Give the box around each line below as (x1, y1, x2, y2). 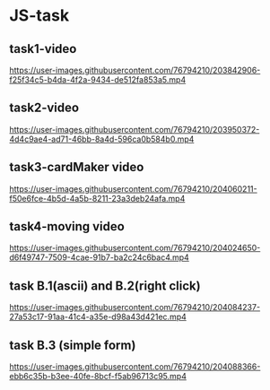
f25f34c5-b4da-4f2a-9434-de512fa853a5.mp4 (9, 74, 187, 85)
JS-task (9, 5, 70, 26)
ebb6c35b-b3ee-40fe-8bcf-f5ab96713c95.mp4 (9, 371, 187, 382)
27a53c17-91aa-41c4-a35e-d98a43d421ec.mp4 (9, 311, 187, 323)
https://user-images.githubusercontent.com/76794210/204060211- (9, 183, 257, 194)
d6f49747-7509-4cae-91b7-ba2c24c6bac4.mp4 (9, 252, 190, 263)
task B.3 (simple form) (9, 337, 136, 352)
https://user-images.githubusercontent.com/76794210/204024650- (9, 243, 261, 254)
